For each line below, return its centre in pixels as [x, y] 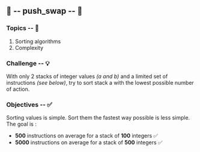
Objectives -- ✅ [29, 105]
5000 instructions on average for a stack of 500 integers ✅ [89, 142]
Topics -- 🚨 [23, 28]
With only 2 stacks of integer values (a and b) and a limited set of [87, 76]
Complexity [29, 47]
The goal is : [22, 124]
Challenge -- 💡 [28, 63]
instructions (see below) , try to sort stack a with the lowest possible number [100, 82]
